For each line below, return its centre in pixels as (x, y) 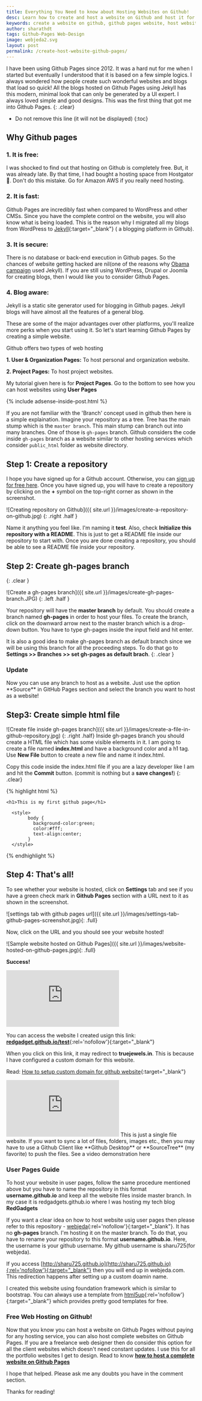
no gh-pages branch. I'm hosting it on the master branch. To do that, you (97, 1233)
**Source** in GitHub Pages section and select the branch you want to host (101, 690)
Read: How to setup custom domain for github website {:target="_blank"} (96, 1071)
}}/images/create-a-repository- (150, 510)
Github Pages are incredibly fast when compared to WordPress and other (97, 210)
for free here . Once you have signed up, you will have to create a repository (100, 485)
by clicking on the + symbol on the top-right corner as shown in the (90, 492)
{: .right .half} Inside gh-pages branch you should (123, 736)
